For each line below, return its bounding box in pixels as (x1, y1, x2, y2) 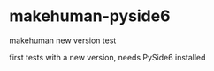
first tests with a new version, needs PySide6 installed (9, 52, 206, 62)
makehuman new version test (9, 35, 117, 46)
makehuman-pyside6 (9, 6, 171, 26)
